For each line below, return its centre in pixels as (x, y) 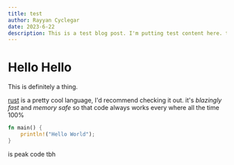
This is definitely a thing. (43, 87)
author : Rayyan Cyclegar (44, 20)
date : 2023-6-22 (31, 26)
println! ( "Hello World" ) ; (58, 134)
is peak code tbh (32, 154)
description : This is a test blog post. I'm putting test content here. (115, 33)
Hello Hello (40, 68)
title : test (25, 14)
